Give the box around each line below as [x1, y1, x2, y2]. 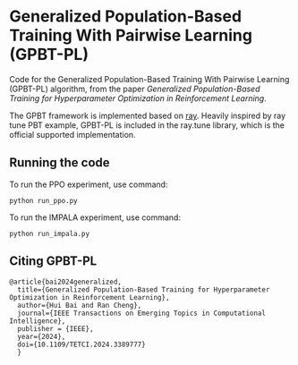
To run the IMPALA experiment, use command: [9, 212, 182, 223]
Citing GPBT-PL [9, 253, 98, 269]
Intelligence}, [9, 316, 66, 326]
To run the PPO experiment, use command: [9, 179, 168, 190]
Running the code [9, 155, 110, 171]
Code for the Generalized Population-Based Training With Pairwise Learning [9, 73, 290, 84]
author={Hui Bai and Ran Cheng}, [17, 301, 142, 310]
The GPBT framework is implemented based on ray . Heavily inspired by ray [9, 110, 286, 121]
